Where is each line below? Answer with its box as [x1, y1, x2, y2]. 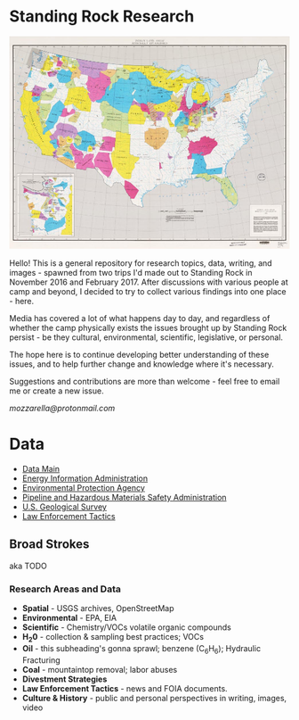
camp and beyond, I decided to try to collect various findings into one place [9, 286, 287, 297]
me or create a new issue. [9, 385, 104, 396]
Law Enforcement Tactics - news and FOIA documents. [21, 683, 229, 693]
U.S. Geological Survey [21, 501, 107, 512]
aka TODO [9, 560, 47, 571]
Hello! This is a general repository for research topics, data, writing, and [9, 258, 273, 269]
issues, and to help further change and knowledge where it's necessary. [9, 359, 274, 369]
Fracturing [21, 654, 61, 666]
